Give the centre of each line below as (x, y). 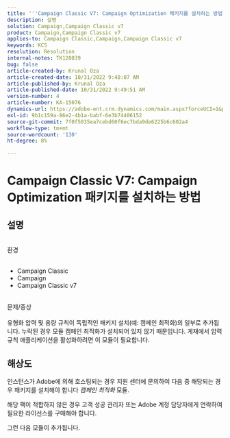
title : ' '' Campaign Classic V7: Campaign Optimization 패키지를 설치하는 (109, 13)
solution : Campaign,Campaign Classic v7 (66, 26)
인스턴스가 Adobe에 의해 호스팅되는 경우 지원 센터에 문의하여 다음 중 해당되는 (111, 381)
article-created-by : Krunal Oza (53, 71)
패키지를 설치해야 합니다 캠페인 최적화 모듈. (72, 390)
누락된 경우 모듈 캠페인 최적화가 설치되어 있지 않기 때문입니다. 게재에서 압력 (122, 331)
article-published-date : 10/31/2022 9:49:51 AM (76, 90)
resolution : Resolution (41, 52)
